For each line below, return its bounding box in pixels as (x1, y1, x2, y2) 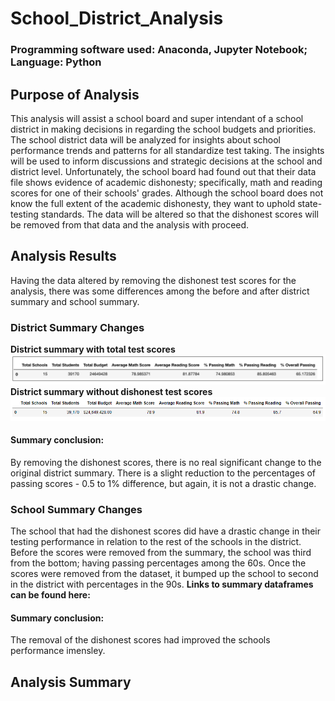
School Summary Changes (10, 502, 143, 516)
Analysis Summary (10, 673, 132, 691)
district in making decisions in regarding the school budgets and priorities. (10, 123, 317, 135)
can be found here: (10, 589, 91, 601)
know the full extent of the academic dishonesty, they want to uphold (10, 197, 296, 209)
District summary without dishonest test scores (10, 385, 213, 397)
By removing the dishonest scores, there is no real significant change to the (10, 456, 322, 468)
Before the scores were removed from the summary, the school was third (10, 547, 312, 559)
